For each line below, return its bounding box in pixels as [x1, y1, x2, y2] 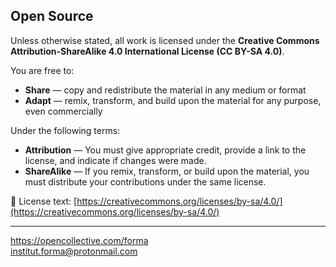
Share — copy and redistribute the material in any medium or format [24, 84, 307, 96]
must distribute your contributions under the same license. [24, 175, 267, 188]
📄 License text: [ [10, 195, 78, 207]
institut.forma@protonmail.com [10, 245, 138, 257]
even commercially [24, 105, 103, 117]
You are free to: [10, 64, 75, 76]
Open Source [10, 8, 94, 25]
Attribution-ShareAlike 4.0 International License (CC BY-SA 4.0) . [10, 45, 285, 57]
